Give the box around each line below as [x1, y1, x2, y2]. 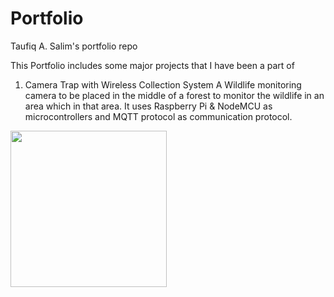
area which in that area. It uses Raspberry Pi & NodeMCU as [24, 100, 273, 112]
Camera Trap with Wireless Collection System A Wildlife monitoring [24, 78, 302, 91]
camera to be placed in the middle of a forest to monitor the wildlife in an [24, 89, 325, 101]
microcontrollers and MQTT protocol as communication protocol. [24, 110, 293, 122]
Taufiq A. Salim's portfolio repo [10, 40, 138, 52]
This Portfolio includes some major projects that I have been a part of [10, 59, 295, 71]
